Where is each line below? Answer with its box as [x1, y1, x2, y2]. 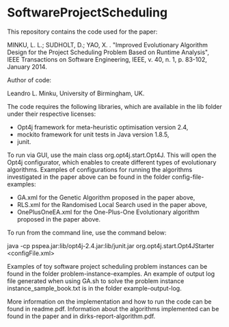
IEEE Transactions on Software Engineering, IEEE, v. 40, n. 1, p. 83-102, [7, 55, 207, 63]
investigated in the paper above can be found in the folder [7, 173, 171, 181]
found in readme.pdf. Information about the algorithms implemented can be [7, 304, 219, 313]
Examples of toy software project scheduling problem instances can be [7, 262, 208, 270]
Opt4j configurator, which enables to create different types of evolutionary [7, 158, 217, 166]
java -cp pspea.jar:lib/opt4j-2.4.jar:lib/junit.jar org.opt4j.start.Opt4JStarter [7, 241, 215, 250]
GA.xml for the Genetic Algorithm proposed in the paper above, [16, 193, 196, 202]
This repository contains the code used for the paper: [7, 27, 158, 36]
